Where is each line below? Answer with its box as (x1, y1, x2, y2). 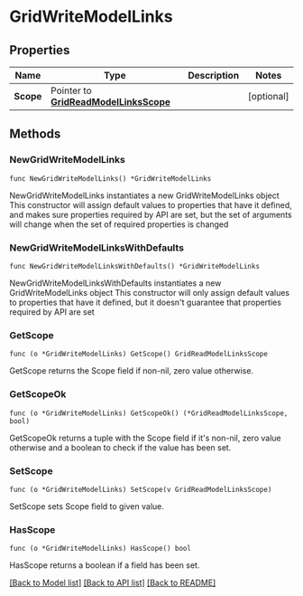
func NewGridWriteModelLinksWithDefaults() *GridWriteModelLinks (9, 261, 260, 270)
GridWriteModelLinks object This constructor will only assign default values (9, 287, 290, 298)
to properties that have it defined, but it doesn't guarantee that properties (9, 297, 282, 307)
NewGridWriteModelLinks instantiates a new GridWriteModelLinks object (9, 190, 280, 201)
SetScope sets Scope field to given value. (9, 500, 165, 512)
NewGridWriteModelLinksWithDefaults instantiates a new (9, 278, 222, 289)
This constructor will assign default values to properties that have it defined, (9, 199, 293, 210)
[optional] (247, 90, 289, 102)
